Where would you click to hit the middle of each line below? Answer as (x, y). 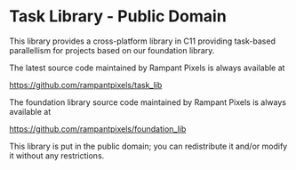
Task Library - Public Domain (118, 16)
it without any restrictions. (57, 155)
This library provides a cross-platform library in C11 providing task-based (142, 41)
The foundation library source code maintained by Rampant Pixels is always (148, 102)
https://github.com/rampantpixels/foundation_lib (98, 129)
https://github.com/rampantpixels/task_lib (86, 85)
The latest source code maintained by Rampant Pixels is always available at (147, 68)
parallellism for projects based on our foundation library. (112, 50)
